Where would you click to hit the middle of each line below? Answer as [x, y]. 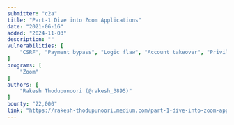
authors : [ [23, 85]
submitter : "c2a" [32, 14]
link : [15, 110]
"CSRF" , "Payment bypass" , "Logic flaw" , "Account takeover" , [112, 53]
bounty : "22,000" [32, 104]
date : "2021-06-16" [36, 26]
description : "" [31, 40]
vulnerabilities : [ [36, 46]
